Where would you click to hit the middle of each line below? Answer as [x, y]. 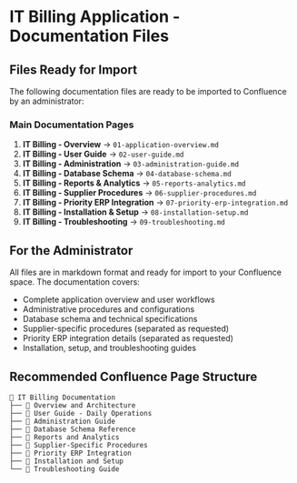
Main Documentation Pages [72, 125]
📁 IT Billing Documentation [63, 397]
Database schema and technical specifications [110, 319]
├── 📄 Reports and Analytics [64, 437]
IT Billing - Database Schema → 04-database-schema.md [127, 174]
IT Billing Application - [95, 17]
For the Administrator [71, 251]
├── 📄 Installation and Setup [67, 461]
